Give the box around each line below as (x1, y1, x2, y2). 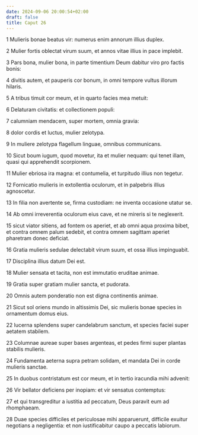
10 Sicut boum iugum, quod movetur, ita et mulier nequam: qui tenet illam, (6, 152, 186, 159)
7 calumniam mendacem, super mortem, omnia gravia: (6, 118, 139, 125)
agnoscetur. (6, 188, 36, 195)
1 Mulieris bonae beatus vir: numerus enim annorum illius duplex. (6, 36, 165, 43)
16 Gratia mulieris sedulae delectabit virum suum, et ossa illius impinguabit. (6, 246, 190, 253)
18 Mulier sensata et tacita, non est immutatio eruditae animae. (6, 269, 159, 277)
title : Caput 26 (6, 20, 46, 26)
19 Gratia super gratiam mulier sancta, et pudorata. (6, 281, 130, 288)
